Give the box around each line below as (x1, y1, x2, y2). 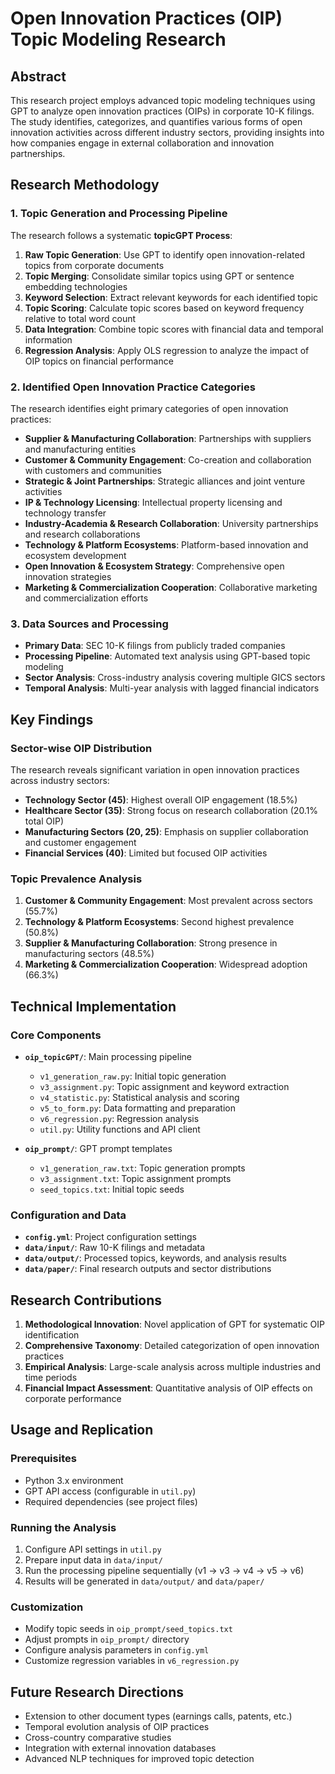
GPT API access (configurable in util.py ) (24, 1485, 197, 1497)
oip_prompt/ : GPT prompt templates (24, 1142, 173, 1154)
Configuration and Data (10, 1208, 127, 1222)
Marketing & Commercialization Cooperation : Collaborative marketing (24, 581, 318, 593)
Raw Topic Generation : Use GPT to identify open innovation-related (24, 248, 306, 261)
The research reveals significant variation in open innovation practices (10, 763, 300, 776)
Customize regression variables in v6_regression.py (24, 1655, 240, 1667)
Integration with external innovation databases (24, 1742, 217, 1754)
